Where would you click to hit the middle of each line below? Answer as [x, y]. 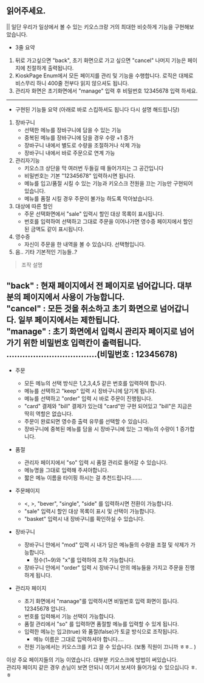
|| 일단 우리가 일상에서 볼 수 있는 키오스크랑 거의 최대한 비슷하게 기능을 [90, 27]
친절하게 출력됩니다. [50, 68]
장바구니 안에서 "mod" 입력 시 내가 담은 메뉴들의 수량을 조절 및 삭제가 [107, 545]
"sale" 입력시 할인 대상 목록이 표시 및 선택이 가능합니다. [90, 511]
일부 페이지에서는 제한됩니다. [69, 320]
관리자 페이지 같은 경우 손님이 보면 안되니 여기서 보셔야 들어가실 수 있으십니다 [98, 667]
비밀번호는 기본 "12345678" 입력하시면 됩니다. [80, 175]
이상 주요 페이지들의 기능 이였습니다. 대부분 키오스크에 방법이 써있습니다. [92, 659]
